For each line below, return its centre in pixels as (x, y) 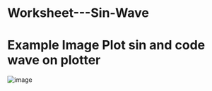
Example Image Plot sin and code (106, 45)
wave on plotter (54, 60)
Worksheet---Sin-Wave (78, 13)
